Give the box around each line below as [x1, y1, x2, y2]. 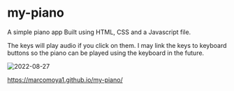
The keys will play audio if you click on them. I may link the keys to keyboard [7, 41, 227, 49]
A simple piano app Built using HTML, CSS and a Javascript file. [7, 28, 191, 36]
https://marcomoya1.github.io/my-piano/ [7, 75, 124, 84]
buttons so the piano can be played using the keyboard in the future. [7, 49, 205, 57]
